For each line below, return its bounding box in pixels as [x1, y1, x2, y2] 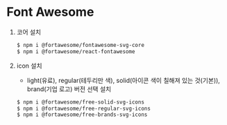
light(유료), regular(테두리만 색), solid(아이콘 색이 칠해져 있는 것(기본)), [26, 76, 220, 84]
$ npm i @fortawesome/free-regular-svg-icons [16, 105, 151, 112]
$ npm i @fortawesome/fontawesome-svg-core [16, 41, 145, 48]
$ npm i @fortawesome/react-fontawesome [16, 48, 135, 55]
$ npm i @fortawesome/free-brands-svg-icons [16, 111, 148, 118]
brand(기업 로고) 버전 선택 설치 [26, 84, 112, 93]
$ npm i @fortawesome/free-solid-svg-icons [16, 98, 145, 106]
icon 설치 [16, 61, 42, 70]
